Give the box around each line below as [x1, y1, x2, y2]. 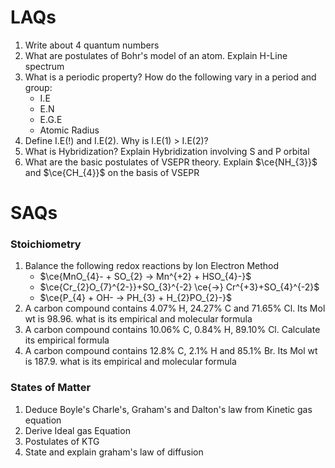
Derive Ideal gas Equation [24, 424, 131, 436]
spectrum [24, 60, 65, 72]
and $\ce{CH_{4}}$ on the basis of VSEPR [24, 166, 200, 178]
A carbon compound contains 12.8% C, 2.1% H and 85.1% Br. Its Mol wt [24, 345, 318, 357]
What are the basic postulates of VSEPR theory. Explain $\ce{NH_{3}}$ [24, 156, 318, 168]
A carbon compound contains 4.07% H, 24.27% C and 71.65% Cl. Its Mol [24, 302, 326, 315]
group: [24, 81, 53, 93]
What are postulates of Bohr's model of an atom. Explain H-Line [24, 49, 288, 61]
